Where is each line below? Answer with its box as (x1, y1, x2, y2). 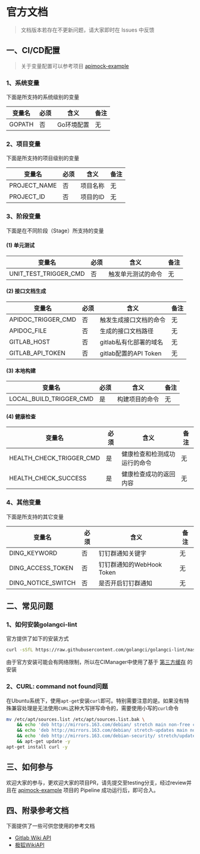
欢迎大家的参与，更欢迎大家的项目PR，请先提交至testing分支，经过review (6, 779, 187, 786)
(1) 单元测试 (6, 242, 35, 249)
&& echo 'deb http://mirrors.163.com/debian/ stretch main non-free (17, 722, 190, 728)
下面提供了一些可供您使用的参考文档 (6, 822, 95, 830)
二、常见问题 (6, 601, 54, 611)
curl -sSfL (6, 647, 33, 653)
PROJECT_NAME (9, 181, 57, 190)
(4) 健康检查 (6, 412, 36, 420)
